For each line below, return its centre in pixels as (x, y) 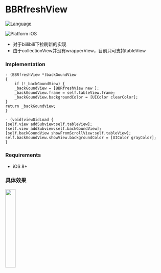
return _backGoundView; (31, 106)
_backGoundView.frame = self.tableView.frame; (65, 93)
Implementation (26, 64)
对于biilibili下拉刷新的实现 (39, 44)
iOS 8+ (20, 166)
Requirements (23, 155)
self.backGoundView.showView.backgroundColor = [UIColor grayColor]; (81, 138)
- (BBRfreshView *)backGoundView (41, 75)
